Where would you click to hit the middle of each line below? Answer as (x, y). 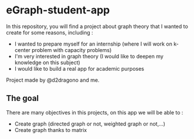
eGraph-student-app (58, 10)
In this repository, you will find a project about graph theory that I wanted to (97, 26)
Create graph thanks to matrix (51, 130)
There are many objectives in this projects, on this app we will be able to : (95, 112)
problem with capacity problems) (72, 50)
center (23, 50)
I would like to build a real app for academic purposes (79, 68)
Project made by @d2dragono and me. (53, 80)
